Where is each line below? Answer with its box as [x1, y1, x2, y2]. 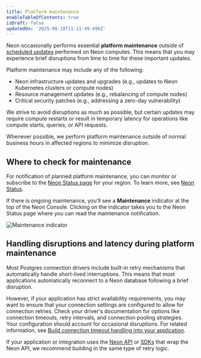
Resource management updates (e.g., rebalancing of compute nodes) [14, 91, 188, 98]
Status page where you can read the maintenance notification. [6, 210, 160, 217]
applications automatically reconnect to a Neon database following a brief [6, 276, 189, 284]
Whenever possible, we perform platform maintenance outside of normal [6, 133, 186, 140]
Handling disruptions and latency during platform [6, 239, 195, 249]
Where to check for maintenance [6, 157, 132, 167]
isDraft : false [6, 20, 44, 26]
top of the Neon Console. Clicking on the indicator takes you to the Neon [6, 203, 186, 210]
